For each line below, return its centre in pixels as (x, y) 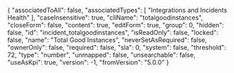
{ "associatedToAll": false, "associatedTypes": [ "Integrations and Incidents (117, 10)
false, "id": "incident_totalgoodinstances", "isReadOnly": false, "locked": (113, 32)
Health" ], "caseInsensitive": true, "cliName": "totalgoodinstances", (105, 18)
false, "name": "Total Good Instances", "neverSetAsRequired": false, (107, 40)
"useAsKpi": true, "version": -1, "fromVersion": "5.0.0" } (88, 62)
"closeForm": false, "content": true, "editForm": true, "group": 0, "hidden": (116, 25)
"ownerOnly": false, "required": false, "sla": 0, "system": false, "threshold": (117, 47)
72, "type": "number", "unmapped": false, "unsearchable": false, (101, 55)
